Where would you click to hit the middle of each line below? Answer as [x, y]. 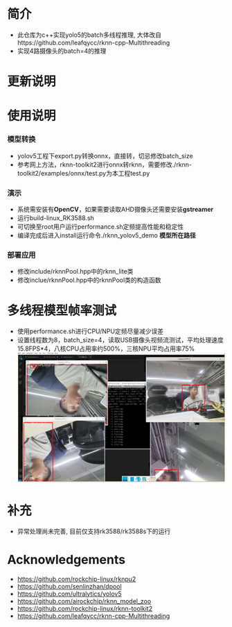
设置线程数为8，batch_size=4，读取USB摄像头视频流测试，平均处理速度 [120, 340]
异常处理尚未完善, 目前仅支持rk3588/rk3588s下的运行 [94, 531]
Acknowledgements [66, 559]
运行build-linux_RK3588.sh [56, 218]
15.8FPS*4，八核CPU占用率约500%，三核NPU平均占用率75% [106, 349]
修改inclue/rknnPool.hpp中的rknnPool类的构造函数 [89, 280]
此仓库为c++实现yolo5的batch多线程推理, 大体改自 [89, 35]
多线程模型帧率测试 [62, 311]
